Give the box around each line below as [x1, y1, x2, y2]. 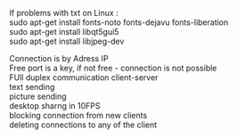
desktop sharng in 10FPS [9, 101, 101, 110]
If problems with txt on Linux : [9, 8, 118, 18]
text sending [9, 82, 55, 92]
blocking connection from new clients [9, 110, 148, 120]
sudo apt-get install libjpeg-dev [9, 36, 125, 46]
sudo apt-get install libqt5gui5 [9, 27, 119, 37]
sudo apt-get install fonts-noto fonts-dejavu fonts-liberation [9, 17, 229, 28]
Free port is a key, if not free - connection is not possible [9, 62, 217, 73]
